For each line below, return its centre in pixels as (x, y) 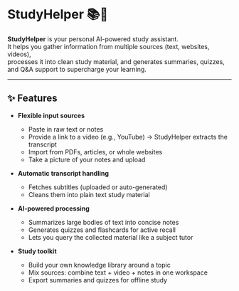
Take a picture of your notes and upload (87, 159)
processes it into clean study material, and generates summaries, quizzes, (116, 61)
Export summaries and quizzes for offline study (98, 280)
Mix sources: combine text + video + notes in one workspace (118, 273)
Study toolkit (37, 251)
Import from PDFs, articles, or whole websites (95, 152)
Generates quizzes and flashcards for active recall (102, 230)
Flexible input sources (51, 115)
